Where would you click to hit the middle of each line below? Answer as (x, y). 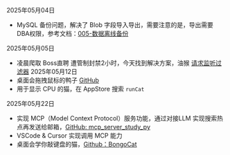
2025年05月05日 (30, 48)
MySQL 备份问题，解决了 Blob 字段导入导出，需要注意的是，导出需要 (115, 25)
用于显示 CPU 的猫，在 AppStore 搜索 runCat (80, 89)
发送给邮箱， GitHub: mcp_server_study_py (89, 127)
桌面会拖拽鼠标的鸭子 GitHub (58, 80)
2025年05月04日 (31, 10)
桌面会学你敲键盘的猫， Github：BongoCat (77, 144)
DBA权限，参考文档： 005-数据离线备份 (72, 34)
